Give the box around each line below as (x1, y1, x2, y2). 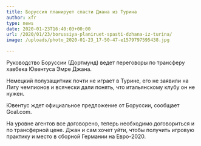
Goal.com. (6, 108, 32, 115)
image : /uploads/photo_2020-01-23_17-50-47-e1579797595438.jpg (6, 37, 170, 43)
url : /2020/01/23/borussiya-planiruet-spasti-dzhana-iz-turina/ (6, 32, 172, 38)
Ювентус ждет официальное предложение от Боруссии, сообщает (6, 102, 180, 109)
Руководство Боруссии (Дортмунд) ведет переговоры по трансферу (6, 59, 185, 66)
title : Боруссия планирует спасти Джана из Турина (6, 8, 137, 15)
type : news (6, 20, 34, 26)
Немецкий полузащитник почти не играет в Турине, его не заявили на (6, 77, 189, 84)
